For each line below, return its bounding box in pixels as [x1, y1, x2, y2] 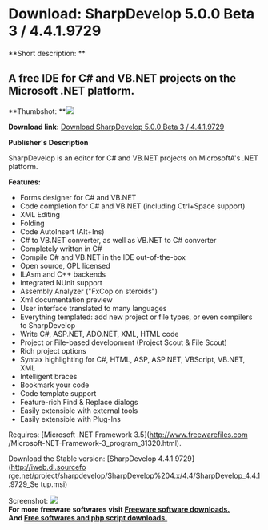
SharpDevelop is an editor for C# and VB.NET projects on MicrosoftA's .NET [8, 153, 258, 163]
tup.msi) [40, 479, 68, 489]
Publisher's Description [8, 137, 89, 147]
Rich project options [19, 346, 86, 355]
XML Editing [19, 209, 61, 219]
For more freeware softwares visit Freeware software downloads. [8, 504, 230, 514]
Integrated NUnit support [19, 277, 102, 287]
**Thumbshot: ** [8, 106, 66, 116]
